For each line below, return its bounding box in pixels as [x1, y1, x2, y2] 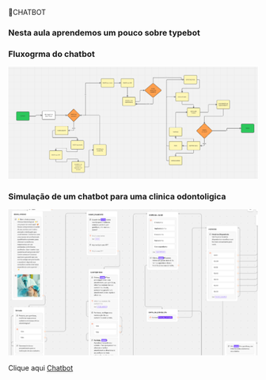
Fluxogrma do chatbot [8, 48, 95, 59]
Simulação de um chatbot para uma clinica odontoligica [8, 191, 226, 202]
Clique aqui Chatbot [8, 363, 74, 373]
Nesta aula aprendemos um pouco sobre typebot [8, 27, 200, 38]
